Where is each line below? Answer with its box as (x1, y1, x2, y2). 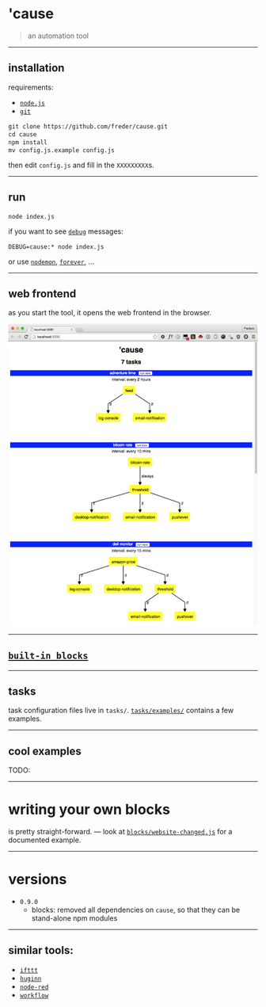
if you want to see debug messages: (8, 227, 124, 236)
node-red (19, 983, 49, 991)
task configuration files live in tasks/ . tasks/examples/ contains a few (8, 706, 234, 715)
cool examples (8, 744, 82, 757)
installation (8, 61, 65, 75)
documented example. (8, 835, 82, 845)
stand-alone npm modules (31, 914, 118, 923)
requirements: (8, 82, 54, 92)
